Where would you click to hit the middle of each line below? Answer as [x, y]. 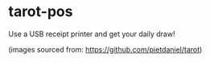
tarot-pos [41, 12]
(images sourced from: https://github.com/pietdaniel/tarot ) [105, 49]
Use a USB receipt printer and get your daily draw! [92, 34]
